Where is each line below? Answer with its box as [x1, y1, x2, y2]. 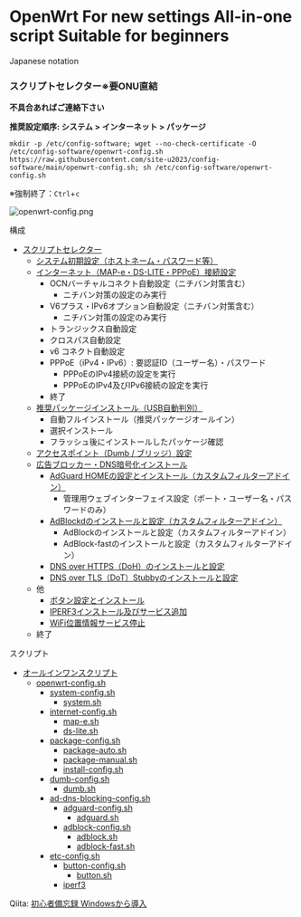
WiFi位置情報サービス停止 [49, 617, 146, 628]
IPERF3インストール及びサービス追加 [49, 607, 188, 617]
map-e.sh [62, 716, 99, 727]
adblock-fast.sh [76, 841, 136, 852]
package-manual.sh [62, 754, 138, 766]
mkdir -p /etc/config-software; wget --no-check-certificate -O [9, 139, 257, 148]
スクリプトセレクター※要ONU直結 [9, 80, 158, 92]
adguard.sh [76, 812, 119, 823]
